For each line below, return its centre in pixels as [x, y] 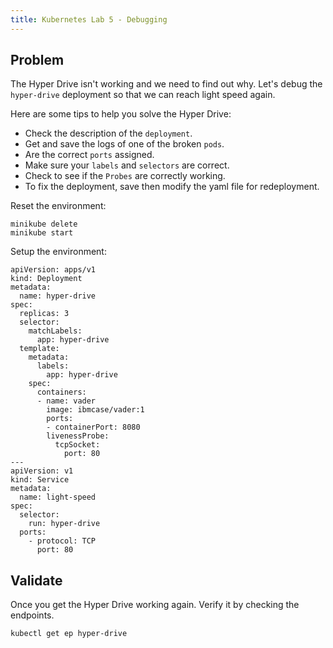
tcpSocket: [77, 445]
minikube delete [44, 224]
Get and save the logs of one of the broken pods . [124, 144]
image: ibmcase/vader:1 [95, 410]
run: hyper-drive [64, 524]
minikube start [42, 233]
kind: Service [40, 480]
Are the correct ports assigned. [89, 155]
